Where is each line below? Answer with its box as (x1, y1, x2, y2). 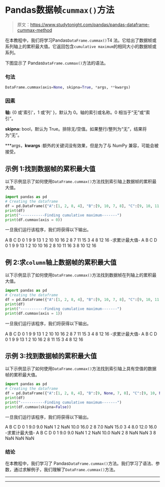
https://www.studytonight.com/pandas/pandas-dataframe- (30, 22, 150, 27)
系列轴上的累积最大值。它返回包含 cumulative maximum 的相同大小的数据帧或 (5, 43, 157, 49)
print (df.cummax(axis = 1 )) (5, 311, 63, 316)
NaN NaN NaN (5, 435, 34, 441)
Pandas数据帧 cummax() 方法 (5, 4, 114, 16)
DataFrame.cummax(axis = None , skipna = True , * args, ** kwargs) (5, 85, 131, 90)
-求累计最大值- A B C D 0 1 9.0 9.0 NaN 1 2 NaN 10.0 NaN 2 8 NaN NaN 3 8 (5, 430, 156, 435)
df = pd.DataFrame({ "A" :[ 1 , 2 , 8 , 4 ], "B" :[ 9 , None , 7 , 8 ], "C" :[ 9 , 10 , (5, 391, 157, 396)
